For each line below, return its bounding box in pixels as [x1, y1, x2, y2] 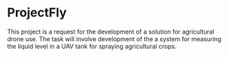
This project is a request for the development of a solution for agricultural [7, 27, 215, 36]
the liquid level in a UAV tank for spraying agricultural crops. [7, 42, 177, 50]
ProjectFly [7, 5, 67, 21]
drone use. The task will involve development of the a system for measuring [7, 34, 222, 43]
